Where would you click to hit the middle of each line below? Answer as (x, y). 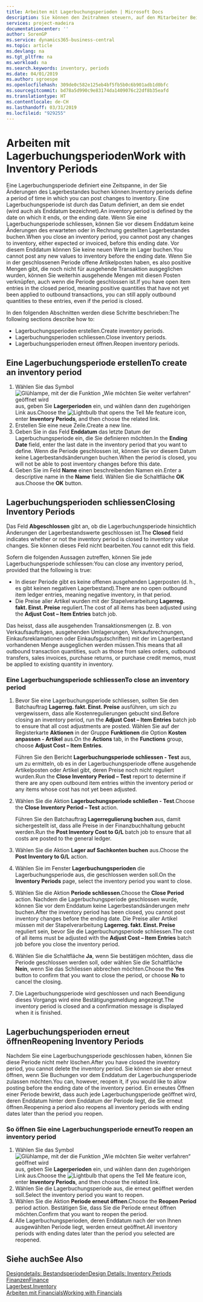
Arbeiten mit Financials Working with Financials (64, 1293)
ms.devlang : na (25, 51)
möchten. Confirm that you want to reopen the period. (81, 1214)
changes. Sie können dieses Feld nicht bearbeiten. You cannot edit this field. (101, 545)
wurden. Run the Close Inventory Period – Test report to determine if (100, 776)
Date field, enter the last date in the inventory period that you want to (101, 444)
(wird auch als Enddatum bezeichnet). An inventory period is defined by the (100, 211)
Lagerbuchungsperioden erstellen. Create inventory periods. (89, 331)
